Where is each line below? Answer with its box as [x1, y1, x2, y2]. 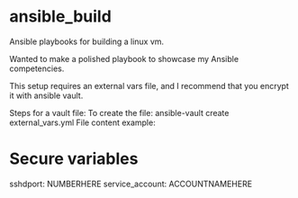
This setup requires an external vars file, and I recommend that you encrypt [9, 80, 290, 91]
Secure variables [9, 148, 139, 169]
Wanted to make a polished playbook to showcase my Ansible [9, 53, 239, 64]
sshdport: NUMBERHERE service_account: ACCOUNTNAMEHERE [9, 178, 253, 189]
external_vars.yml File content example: [9, 117, 156, 128]
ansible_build [9, 6, 113, 27]
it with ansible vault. [9, 90, 84, 101]
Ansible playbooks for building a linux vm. [9, 36, 165, 47]
